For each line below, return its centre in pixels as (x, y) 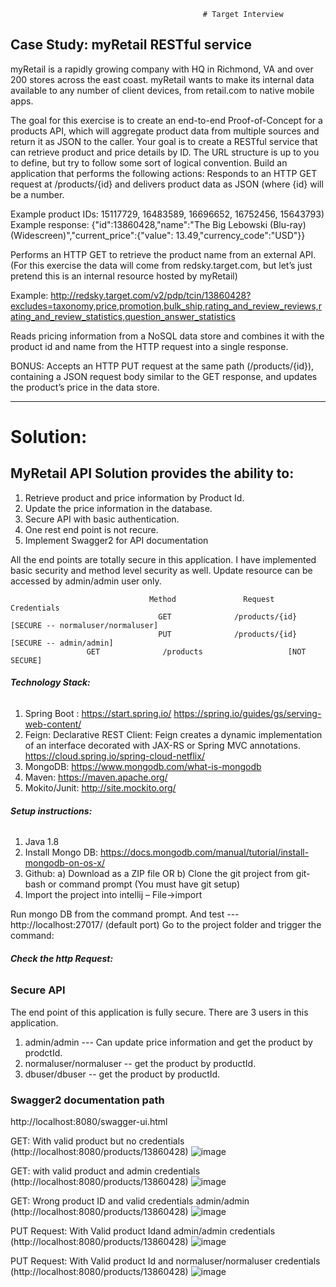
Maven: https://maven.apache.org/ (96, 777)
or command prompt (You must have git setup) (144, 884)
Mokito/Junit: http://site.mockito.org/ (100, 788)
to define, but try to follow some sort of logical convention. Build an (149, 162)
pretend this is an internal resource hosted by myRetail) (124, 276)
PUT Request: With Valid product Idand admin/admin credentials (143, 1231)
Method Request (211, 599)
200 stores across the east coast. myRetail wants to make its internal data (162, 79)
